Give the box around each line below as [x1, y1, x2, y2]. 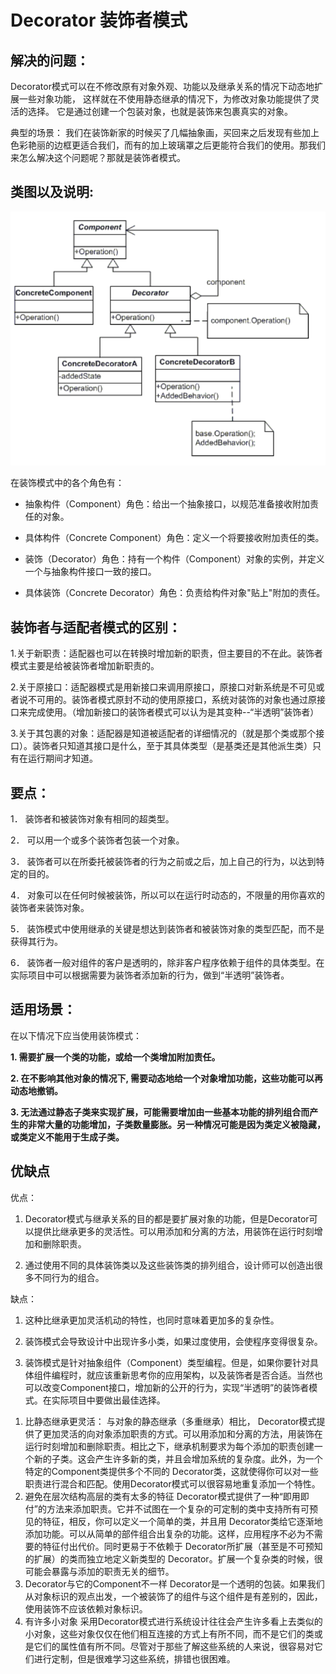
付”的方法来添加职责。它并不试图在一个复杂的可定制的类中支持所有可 [24, 1502, 310, 1515]
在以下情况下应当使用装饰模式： [10, 1029, 142, 1041]
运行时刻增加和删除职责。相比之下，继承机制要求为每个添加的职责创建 [24, 1440, 315, 1452]
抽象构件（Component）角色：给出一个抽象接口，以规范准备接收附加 [24, 498, 310, 510]
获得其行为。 [10, 936, 63, 948]
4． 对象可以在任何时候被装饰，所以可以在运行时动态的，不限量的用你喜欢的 [10, 889, 325, 901]
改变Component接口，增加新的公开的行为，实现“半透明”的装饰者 [42, 1381, 310, 1393]
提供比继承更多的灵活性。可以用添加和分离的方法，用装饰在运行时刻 [33, 1225, 315, 1237]
